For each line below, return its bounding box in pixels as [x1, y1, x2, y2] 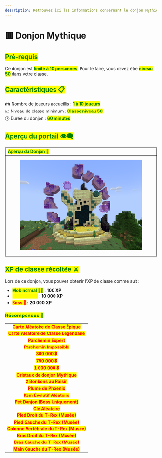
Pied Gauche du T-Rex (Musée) [14, 419, 80, 425]
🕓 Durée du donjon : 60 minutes [5, 115, 71, 121]
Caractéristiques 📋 [5, 85, 65, 94]
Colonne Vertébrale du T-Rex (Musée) [7, 426, 86, 431]
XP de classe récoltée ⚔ [5, 265, 79, 273]
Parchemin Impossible [24, 344, 70, 350]
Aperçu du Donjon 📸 [8, 148, 49, 154]
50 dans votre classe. [5, 71, 48, 77]
